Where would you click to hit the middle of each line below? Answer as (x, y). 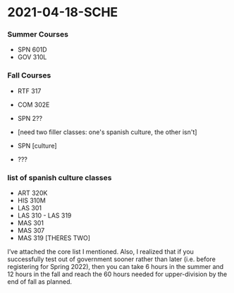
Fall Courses (29, 76)
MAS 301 (31, 223)
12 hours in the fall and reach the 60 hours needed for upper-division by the (117, 274)
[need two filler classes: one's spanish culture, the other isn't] (107, 132)
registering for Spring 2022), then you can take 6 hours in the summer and (116, 267)
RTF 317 (29, 91)
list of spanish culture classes (60, 177)
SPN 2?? (30, 118)
